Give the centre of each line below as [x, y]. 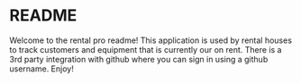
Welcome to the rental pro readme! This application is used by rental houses [151, 40]
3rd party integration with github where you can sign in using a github [139, 59]
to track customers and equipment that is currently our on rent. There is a [146, 49]
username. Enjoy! [41, 69]
